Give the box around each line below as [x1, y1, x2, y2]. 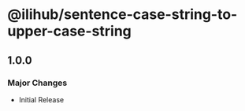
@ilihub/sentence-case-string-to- [7, 6, 238, 24]
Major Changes [7, 77, 68, 88]
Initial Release [18, 94, 65, 104]
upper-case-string [7, 22, 132, 40]
